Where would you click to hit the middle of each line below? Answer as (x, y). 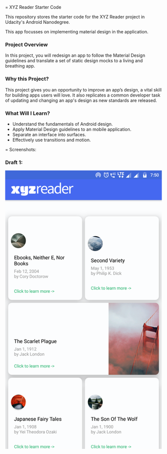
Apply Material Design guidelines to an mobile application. (72, 129)
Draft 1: (14, 162)
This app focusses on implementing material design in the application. (77, 32)
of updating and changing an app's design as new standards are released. (81, 100)
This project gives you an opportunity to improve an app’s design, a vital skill (83, 90)
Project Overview (27, 44)
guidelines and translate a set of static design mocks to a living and (74, 61)
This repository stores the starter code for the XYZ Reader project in (75, 17)
